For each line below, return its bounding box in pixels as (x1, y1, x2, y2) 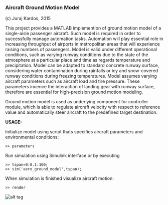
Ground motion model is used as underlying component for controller (5, 99, 148, 105)
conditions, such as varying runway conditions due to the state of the (5, 52, 148, 58)
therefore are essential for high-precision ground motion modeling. (5, 89, 143, 95)
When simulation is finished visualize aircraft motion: (5, 175, 114, 181)
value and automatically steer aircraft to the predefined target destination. (5, 109, 158, 115)
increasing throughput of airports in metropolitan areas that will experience (5, 41, 160, 47)
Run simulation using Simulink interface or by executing (5, 152, 120, 159)
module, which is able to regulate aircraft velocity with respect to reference (5, 104, 160, 110)
